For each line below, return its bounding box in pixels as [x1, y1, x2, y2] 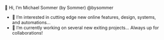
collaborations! [12, 30, 43, 36]
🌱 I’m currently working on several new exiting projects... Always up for [12, 25, 159, 31]
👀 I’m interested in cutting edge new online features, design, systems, [12, 14, 156, 20]
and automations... [12, 20, 51, 25]
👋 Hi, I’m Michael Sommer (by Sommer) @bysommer [5, 5, 114, 10]
